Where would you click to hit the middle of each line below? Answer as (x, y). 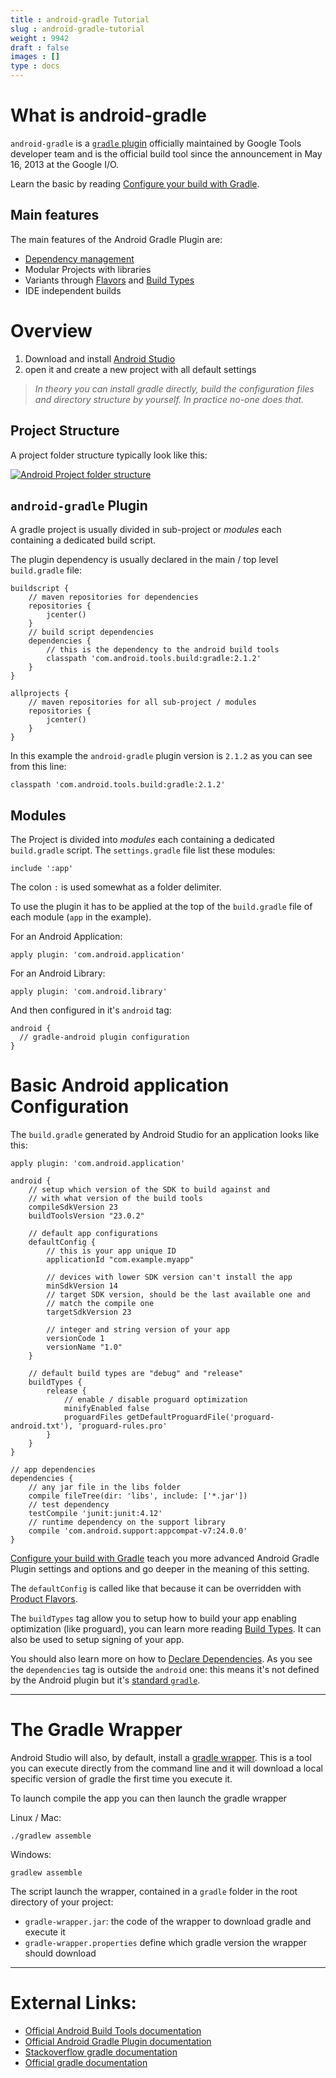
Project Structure (65, 431)
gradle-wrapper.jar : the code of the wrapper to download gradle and (168, 1921)
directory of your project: (62, 1902)
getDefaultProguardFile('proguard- (200, 1417)
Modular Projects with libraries (88, 269)
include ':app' (42, 869)
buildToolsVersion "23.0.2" (86, 1216)
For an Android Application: (66, 937)
